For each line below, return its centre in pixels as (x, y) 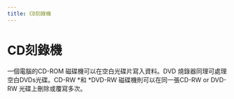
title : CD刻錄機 (29, 14)
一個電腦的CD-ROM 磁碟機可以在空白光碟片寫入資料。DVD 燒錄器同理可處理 (117, 71)
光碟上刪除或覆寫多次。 (52, 89)
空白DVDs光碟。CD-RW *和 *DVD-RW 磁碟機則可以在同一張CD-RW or (108, 79)
